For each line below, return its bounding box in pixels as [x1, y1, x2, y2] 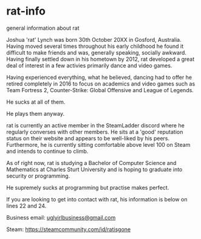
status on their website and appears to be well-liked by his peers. [6, 135, 170, 142]
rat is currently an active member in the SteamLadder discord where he [6, 121, 185, 129]
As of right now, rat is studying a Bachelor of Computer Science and [6, 159, 177, 166]
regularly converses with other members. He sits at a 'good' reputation [6, 128, 183, 135]
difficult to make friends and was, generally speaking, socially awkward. [6, 49, 187, 56]
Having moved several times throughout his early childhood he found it [6, 42, 184, 50]
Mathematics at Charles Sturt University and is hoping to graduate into [6, 166, 183, 173]
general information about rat [6, 24, 80, 32]
